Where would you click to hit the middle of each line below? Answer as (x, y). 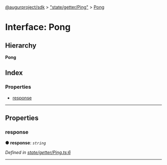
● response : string (26, 143)
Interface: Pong (38, 27)
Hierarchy (21, 45)
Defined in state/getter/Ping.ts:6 (38, 153)
